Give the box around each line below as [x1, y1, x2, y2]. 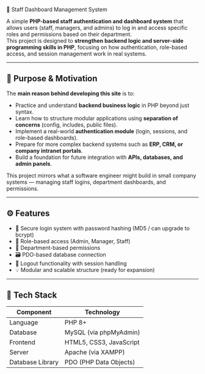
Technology [84, 308, 120, 317]
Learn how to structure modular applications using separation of [15, 114, 178, 122]
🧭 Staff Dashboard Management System [6, 6, 108, 13]
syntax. [15, 108, 34, 116]
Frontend [9, 338, 35, 346]
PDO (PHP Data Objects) [64, 358, 135, 367]
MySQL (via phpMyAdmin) [64, 328, 140, 337]
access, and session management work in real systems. [6, 50, 147, 57]
